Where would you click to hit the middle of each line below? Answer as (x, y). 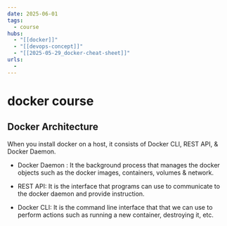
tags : (15, 20)
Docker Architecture (53, 127)
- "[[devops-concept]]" (48, 46)
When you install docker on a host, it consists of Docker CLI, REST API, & (113, 144)
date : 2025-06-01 (33, 14)
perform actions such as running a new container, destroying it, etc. (116, 215)
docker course (51, 101)
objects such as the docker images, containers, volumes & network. (116, 172)
